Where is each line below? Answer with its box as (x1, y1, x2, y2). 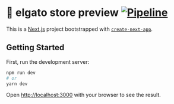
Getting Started (6, 43, 65, 53)
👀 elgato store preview (6, 6, 119, 19)
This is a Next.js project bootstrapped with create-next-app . (6, 25, 153, 32)
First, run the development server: (6, 58, 90, 65)
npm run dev (6, 70, 36, 76)
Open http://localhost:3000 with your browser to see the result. (6, 92, 162, 99)
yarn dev (6, 80, 28, 87)
